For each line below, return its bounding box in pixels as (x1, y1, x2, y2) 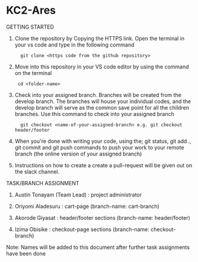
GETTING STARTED (6, 23, 55, 30)
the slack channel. (14, 168, 60, 175)
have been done (6, 249, 46, 257)
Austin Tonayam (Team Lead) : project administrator (14, 191, 142, 198)
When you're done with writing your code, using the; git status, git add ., (14, 138, 191, 145)
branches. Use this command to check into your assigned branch (14, 110, 175, 117)
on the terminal (14, 69, 52, 76)
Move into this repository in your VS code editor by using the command (14, 63, 189, 70)
